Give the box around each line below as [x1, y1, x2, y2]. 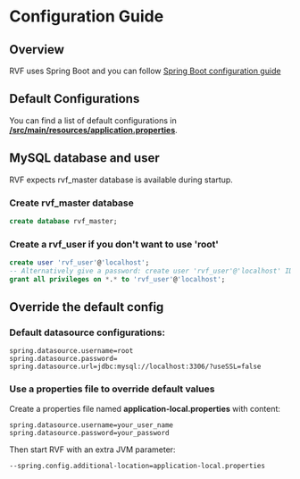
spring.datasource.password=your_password [9, 428, 170, 437]
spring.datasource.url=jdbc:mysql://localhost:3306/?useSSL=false [9, 362, 262, 372]
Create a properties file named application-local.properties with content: [9, 403, 281, 414]
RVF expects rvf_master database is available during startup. [9, 174, 234, 185]
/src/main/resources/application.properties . [9, 124, 179, 135]
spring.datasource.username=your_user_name [9, 420, 174, 430]
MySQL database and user [9, 150, 161, 166]
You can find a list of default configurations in [9, 114, 177, 126]
